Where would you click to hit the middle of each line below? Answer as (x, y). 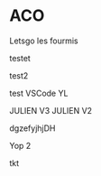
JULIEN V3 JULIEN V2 (51, 110)
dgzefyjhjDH (32, 128)
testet (20, 58)
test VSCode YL (39, 93)
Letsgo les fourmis (44, 41)
